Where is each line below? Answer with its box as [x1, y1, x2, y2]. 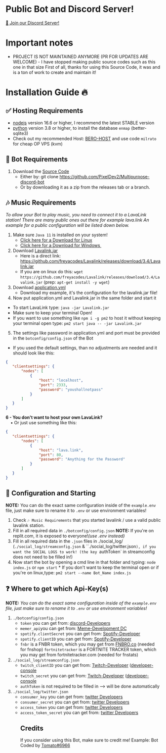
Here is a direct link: [20, 252, 61, 258]
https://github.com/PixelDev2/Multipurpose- [59, 173, 150, 179]
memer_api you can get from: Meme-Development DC [20, 625, 127, 632]
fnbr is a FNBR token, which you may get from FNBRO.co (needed [20, 641, 155, 647]
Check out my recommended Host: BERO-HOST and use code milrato [12, 135, 157, 142]
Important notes [5, 37, 74, 49]
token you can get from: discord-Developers [20, 620, 111, 626]
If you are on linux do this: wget [20, 268, 83, 274]
